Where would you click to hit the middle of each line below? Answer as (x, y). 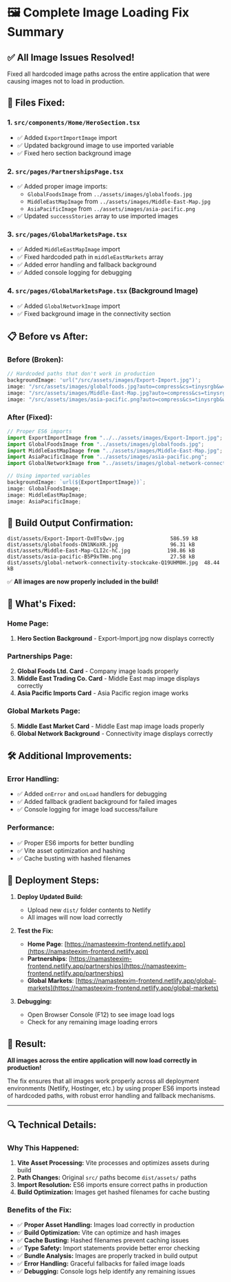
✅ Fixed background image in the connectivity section (94, 313)
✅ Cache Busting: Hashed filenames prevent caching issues (103, 1241)
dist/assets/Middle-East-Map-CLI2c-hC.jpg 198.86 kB (101, 551)
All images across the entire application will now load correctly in (102, 1060)
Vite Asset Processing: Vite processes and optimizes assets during (113, 1162)
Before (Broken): (35, 360)
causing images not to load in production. (66, 81)
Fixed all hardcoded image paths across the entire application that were (109, 74)
